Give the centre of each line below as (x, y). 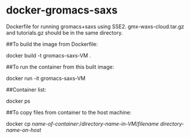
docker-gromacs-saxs (62, 10)
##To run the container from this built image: (60, 67)
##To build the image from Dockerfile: (52, 44)
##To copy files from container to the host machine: (69, 112)
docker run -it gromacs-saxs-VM (46, 78)
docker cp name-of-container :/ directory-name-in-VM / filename (83, 123)
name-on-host (24, 130)
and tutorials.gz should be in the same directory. (65, 32)
